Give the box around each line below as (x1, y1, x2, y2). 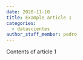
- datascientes (12, 25, 50, 32)
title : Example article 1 (6, 15, 71, 21)
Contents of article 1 (6, 48, 56, 55)
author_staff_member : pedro (6, 32, 78, 38)
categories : (6, 20, 36, 26)
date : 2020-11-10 (6, 8, 50, 15)
